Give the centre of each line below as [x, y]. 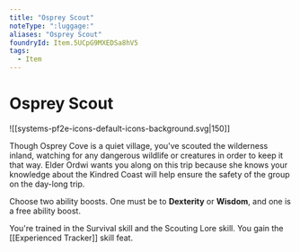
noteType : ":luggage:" [52, 26]
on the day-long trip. [47, 184]
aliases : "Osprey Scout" [56, 34]
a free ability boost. [45, 211]
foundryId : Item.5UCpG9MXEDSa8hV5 [74, 43]
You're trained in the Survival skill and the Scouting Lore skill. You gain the [147, 228]
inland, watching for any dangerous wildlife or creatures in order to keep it [146, 155]
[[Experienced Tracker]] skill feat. [71, 238]
